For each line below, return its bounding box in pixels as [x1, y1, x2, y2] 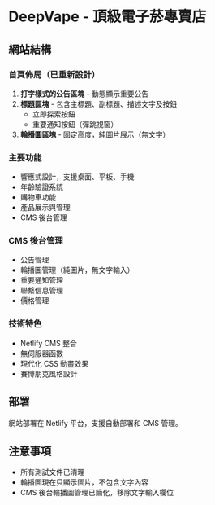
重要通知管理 [19, 275, 63, 285]
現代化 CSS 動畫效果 [19, 358, 89, 368]
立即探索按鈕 [32, 109, 75, 119]
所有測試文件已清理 [19, 468, 85, 477]
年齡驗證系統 [19, 182, 63, 192]
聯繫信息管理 [19, 286, 63, 296]
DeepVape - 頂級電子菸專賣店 [8, 7, 207, 26]
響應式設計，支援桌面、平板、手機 [19, 172, 135, 182]
